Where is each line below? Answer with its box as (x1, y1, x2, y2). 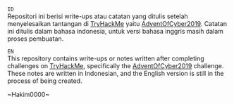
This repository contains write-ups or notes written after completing (7, 54, 204, 63)
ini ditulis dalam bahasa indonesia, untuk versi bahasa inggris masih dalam (7, 27, 224, 35)
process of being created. (7, 77, 82, 85)
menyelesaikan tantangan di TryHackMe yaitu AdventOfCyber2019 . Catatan (7, 20, 228, 27)
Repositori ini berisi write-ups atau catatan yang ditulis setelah (7, 12, 188, 20)
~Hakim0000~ (7, 91, 50, 98)
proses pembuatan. (7, 34, 64, 43)
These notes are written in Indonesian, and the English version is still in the (7, 70, 224, 77)
